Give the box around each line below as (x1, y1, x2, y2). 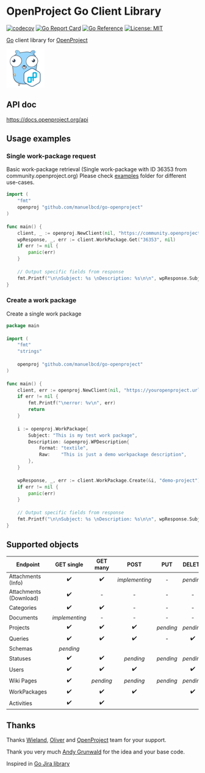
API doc (6, 100, 37, 110)
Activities (9, 699, 32, 707)
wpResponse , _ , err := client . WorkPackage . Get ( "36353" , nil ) (17, 237, 176, 243)
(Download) (9, 594, 39, 602)
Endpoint (16, 561, 40, 568)
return (28, 407, 45, 413)
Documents (9, 614, 38, 621)
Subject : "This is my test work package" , (28, 432, 138, 438)
